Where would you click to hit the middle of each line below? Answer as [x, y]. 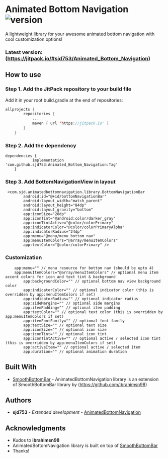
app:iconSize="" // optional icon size [65, 330]
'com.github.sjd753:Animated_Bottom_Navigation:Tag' [62, 165]
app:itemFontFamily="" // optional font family [74, 321]
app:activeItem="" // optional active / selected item [82, 347]
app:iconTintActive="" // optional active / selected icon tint [92, 338]
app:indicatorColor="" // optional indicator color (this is [89, 290]
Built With [21, 367]
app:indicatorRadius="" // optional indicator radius [81, 299]
